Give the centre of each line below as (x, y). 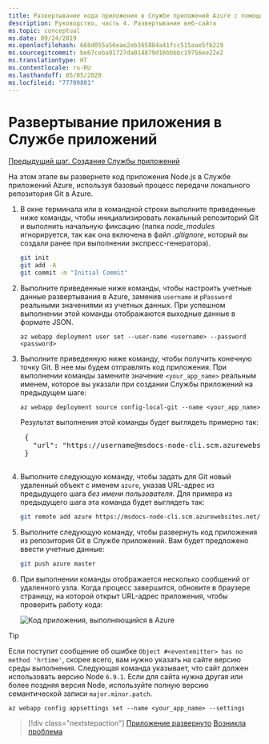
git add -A (38, 266)
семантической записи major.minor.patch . (80, 694)
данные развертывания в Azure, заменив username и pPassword (126, 297)
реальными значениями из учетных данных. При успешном (122, 306)
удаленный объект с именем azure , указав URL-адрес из (117, 486)
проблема (45, 731)
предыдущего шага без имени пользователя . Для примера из (126, 494)
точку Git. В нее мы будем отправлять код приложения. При (123, 367)
